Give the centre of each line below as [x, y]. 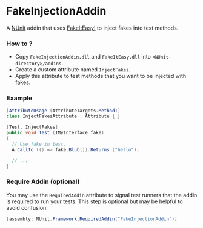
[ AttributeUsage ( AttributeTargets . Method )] [63, 111]
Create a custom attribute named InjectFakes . [73, 70]
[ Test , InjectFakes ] [32, 127]
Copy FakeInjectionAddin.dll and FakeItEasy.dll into [83, 57]
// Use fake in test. [39, 144]
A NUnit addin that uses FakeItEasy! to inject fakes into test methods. [92, 28]
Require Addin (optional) [43, 181]
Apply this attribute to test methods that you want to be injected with [101, 76]
